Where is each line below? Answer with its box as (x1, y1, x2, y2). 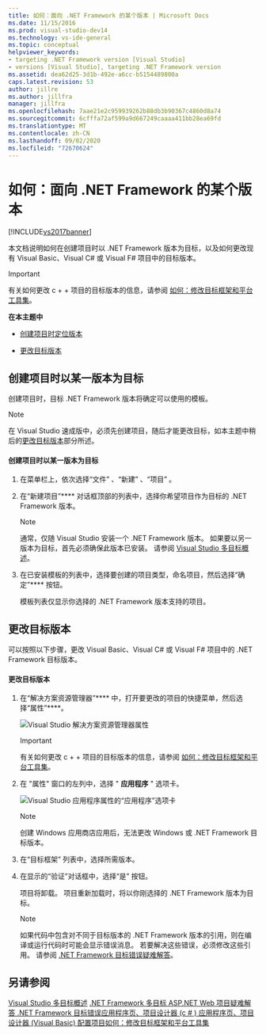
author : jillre (8, 85, 59, 93)
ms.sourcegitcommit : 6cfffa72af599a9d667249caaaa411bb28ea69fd (8, 115, 222, 123)
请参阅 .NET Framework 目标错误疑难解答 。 (35, 950, 178, 960)
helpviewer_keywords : (8, 48, 80, 56)
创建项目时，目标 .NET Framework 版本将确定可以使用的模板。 (8, 394, 212, 404)
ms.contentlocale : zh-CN (8, 129, 90, 137)
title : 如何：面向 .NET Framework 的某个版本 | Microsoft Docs (8, 11, 210, 20)
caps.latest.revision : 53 (8, 78, 93, 86)
